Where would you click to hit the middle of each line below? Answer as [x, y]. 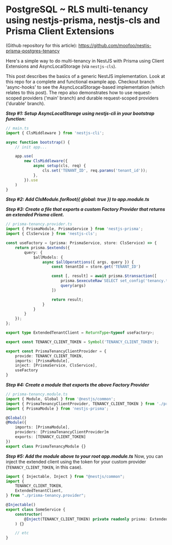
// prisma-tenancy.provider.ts [39, 224]
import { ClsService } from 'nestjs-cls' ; [52, 234]
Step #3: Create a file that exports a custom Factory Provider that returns [85, 209]
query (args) [73, 286]
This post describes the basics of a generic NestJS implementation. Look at [85, 76]
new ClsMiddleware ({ [46, 161]
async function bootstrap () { [38, 142]
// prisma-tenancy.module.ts [37, 394]
